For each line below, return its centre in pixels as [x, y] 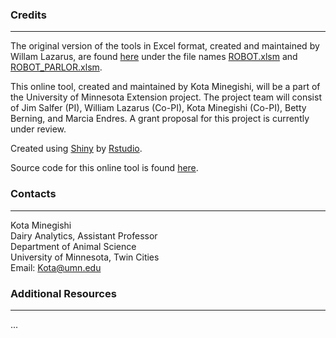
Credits [28, 15]
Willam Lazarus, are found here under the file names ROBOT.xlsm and [154, 57]
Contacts [33, 194]
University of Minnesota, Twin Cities [85, 257]
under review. [38, 129]
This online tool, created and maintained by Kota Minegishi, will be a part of [165, 87]
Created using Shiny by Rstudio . [76, 149]
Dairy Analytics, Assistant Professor [84, 235]
